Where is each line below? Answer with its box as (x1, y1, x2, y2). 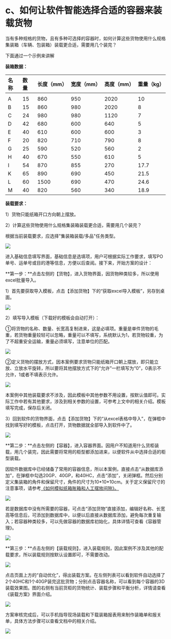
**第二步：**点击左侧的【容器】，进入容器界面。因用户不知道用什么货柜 (5, 442, 155, 448)
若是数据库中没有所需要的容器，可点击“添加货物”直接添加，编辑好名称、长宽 (5, 505, 165, 511)
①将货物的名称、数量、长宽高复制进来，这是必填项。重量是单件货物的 (5, 325, 154, 332)
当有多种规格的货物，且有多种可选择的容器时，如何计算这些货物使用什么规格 (5, 35, 166, 41)
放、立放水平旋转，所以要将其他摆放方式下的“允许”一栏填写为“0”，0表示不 (5, 365, 162, 371)
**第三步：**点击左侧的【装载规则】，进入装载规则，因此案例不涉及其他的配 (5, 545, 164, 551)
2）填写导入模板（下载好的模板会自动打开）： (5, 315, 100, 321)
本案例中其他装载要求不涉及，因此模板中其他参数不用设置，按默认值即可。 (5, 392, 161, 398)
